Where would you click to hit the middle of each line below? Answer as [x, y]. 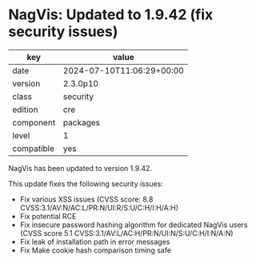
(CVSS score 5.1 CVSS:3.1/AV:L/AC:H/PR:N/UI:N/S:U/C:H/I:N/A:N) [126, 233]
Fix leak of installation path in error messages [95, 241]
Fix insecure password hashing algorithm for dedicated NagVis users [134, 225]
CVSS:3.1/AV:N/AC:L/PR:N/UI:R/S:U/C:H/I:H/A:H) [99, 207]
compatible [33, 148]
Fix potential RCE [48, 216]
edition [25, 110]
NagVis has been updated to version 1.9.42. [80, 168]
